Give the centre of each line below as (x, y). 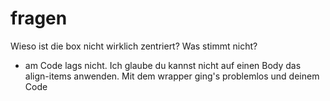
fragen (39, 18)
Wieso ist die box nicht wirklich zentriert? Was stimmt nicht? (134, 46)
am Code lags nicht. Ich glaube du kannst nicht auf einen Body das (163, 65)
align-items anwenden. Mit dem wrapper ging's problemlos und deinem (172, 76)
